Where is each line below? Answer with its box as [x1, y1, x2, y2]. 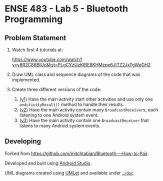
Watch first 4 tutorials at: [11, 47, 63, 52]
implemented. [11, 77, 40, 82]
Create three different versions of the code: [11, 86, 101, 92]
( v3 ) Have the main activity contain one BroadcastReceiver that [19, 117, 149, 123]
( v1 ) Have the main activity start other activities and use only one [19, 96, 153, 102]
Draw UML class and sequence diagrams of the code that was [11, 71, 140, 77]
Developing [4, 137, 41, 145]
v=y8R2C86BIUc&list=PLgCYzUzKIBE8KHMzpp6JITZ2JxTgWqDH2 [11, 62, 151, 67]
